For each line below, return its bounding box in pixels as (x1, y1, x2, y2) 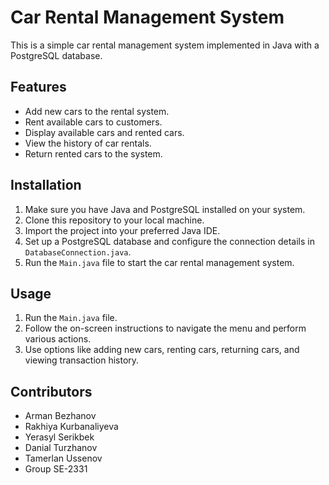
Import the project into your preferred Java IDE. (24, 224, 221, 236)
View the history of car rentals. (24, 137, 152, 149)
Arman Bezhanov (24, 410, 97, 422)
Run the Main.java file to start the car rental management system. (24, 256, 295, 268)
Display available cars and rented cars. (24, 126, 185, 138)
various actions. (24, 333, 92, 345)
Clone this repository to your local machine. (24, 214, 205, 226)
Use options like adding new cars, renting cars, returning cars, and (24, 344, 300, 356)
